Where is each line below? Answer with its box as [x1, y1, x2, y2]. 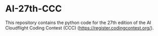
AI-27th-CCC [5, 3, 62, 14]
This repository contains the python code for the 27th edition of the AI [5, 19, 151, 25]
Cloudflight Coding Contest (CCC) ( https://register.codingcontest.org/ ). [5, 24, 154, 30]
